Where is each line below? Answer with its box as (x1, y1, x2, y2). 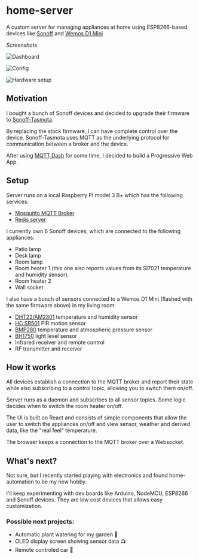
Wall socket (14, 283, 44, 291)
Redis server (14, 216, 47, 223)
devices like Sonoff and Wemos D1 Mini (6, 29, 103, 37)
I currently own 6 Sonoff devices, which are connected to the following (6, 227, 181, 234)
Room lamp (14, 258, 43, 265)
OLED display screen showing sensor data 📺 (14, 537, 126, 545)
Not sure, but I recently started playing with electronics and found (6, 472, 169, 479)
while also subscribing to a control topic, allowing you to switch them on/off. (6, 385, 194, 392)
